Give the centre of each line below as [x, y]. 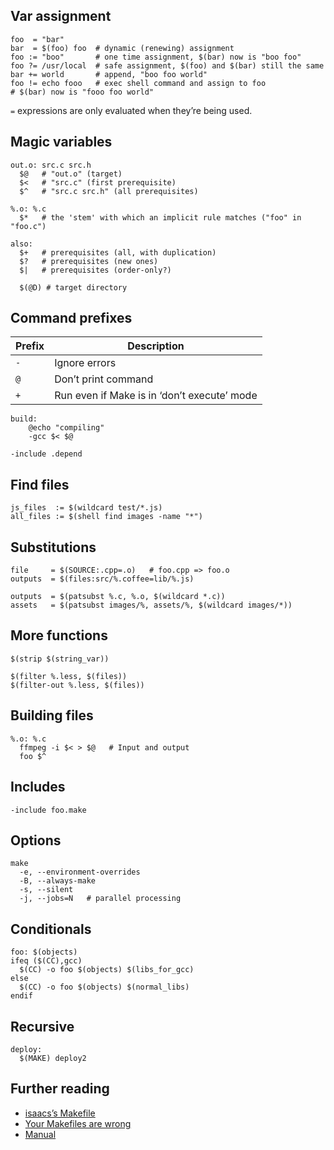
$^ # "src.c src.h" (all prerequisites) [109, 191]
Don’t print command [104, 379]
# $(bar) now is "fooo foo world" [82, 92]
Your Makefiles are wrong [78, 1123]
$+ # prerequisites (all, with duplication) [118, 252]
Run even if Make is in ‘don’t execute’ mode [156, 396]
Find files [40, 484]
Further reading [60, 1089]
